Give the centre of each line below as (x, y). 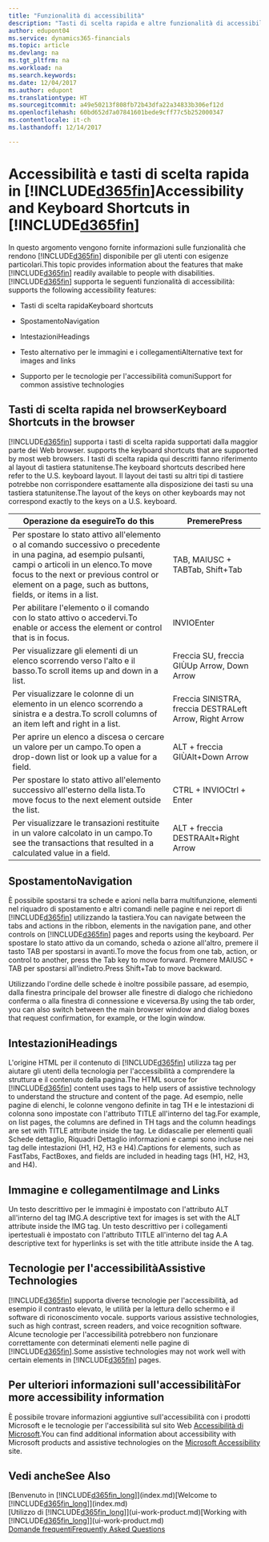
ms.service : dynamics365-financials (69, 38)
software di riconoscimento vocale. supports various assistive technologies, (134, 1317)
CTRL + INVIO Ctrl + (209, 790)
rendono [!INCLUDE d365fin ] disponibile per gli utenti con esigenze (118, 256)
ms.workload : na (35, 68)
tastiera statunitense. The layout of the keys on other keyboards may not (127, 493)
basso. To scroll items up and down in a (85, 670)
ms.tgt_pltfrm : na (39, 61)
